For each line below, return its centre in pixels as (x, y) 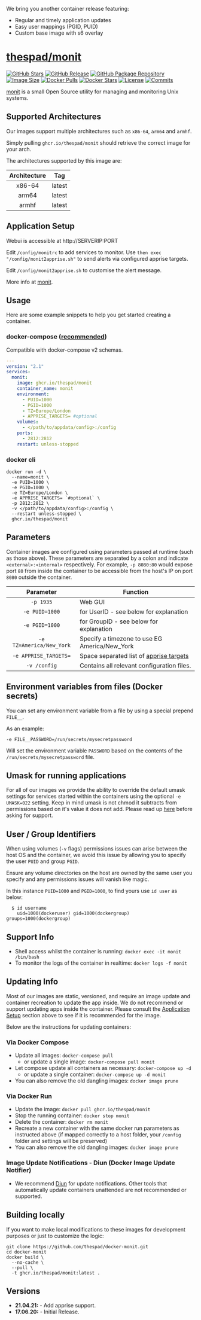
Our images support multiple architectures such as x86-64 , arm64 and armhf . (99, 131)
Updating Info (32, 982)
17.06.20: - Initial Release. (47, 1312)
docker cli (21, 459)
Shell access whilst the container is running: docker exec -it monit (98, 952)
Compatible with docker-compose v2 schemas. (65, 350)
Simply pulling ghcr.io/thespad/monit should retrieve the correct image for (98, 142)
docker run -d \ (26, 472)
